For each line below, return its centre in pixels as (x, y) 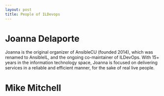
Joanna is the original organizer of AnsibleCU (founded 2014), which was (79, 52)
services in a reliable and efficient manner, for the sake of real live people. (80, 68)
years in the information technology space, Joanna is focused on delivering (82, 63)
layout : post (18, 10)
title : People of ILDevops (33, 14)
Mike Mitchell (33, 88)
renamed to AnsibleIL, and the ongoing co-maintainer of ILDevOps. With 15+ (82, 58)
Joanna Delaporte (42, 39)
